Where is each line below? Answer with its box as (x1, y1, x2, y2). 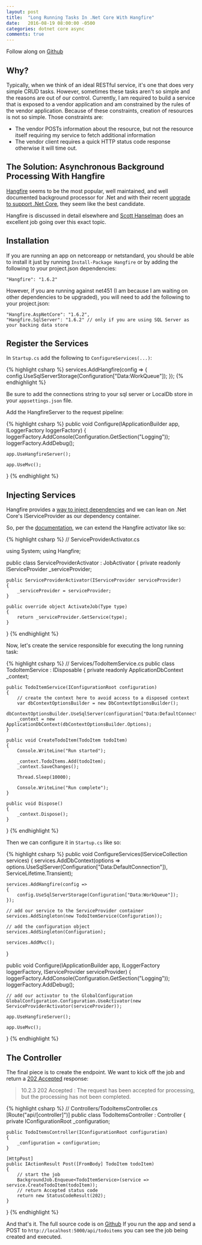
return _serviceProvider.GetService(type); (17, 614, 128, 621)
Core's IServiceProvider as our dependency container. (6, 513, 141, 520)
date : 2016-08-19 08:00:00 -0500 (6, 20, 96, 26)
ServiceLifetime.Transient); (6, 870, 73, 877)
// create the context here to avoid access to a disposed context (17, 695, 189, 701)
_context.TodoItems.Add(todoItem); (17, 758, 106, 764)
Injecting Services (6, 490, 76, 500)
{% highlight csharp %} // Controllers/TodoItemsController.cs (6, 1105, 158, 1112)
